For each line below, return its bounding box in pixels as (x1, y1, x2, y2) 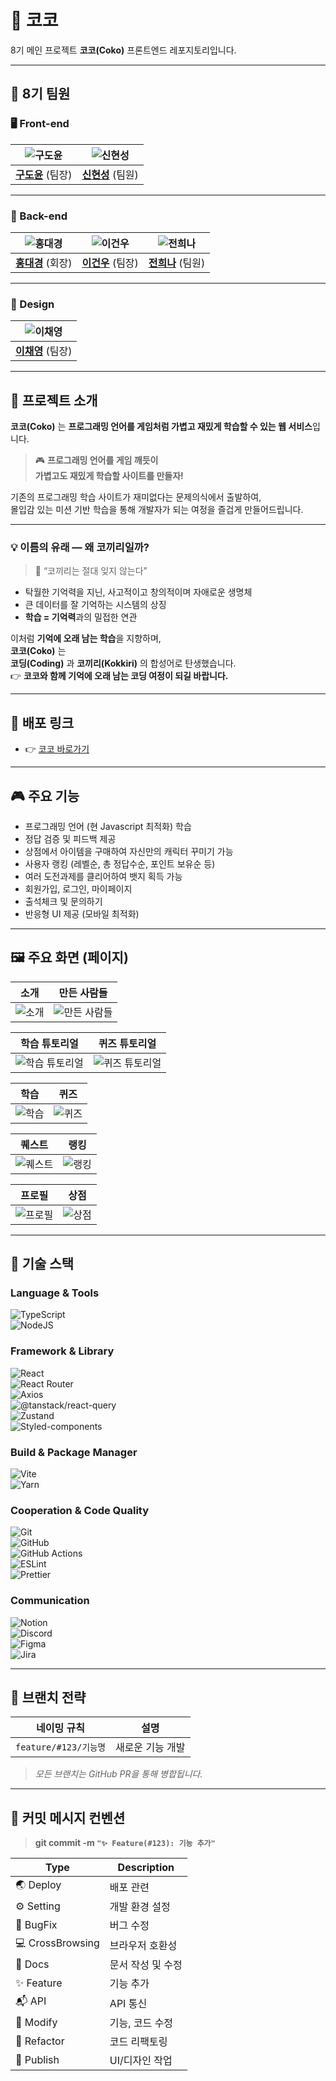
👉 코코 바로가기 (24, 743, 90, 755)
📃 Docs (15, 1957, 50, 1971)
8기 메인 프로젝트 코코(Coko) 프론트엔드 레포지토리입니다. (10, 44, 237, 56)
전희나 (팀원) (148, 256, 206, 270)
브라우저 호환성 (109, 1938, 178, 1952)
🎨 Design (10, 297, 55, 311)
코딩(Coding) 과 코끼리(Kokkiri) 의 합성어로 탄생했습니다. (10, 657, 237, 670)
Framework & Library (10, 1344, 115, 1358)
